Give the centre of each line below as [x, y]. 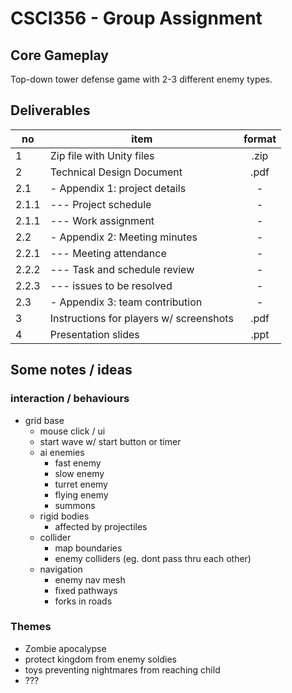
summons [75, 505]
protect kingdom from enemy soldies [100, 659]
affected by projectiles [101, 526]
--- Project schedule [100, 204]
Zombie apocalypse [65, 648]
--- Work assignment [102, 220]
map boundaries [88, 548]
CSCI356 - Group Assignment [136, 18]
